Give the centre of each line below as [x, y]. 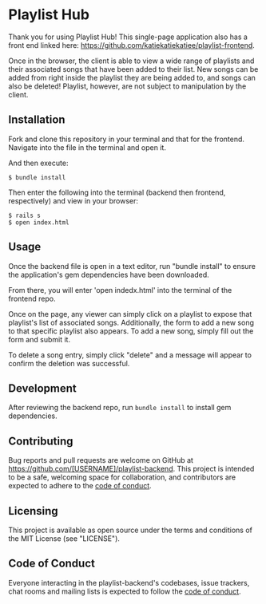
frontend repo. [32, 298]
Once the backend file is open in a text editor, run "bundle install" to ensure [132, 266]
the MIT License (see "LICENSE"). [64, 539]
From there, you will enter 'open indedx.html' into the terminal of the [120, 290]
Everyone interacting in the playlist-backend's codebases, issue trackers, [129, 582]
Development [43, 388]
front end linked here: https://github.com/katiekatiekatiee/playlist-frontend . [132, 45]
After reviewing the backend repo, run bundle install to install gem [120, 408]
